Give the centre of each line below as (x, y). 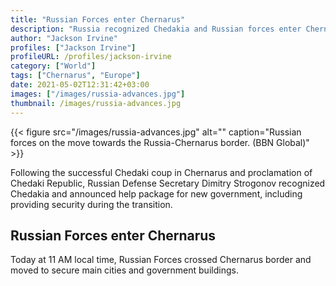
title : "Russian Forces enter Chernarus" (98, 19)
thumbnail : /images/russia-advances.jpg (96, 103)
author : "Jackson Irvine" (64, 38)
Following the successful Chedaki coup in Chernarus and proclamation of (161, 172)
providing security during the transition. (91, 204)
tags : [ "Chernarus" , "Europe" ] (75, 76)
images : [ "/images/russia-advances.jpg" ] (98, 94)
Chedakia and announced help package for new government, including (156, 193)
